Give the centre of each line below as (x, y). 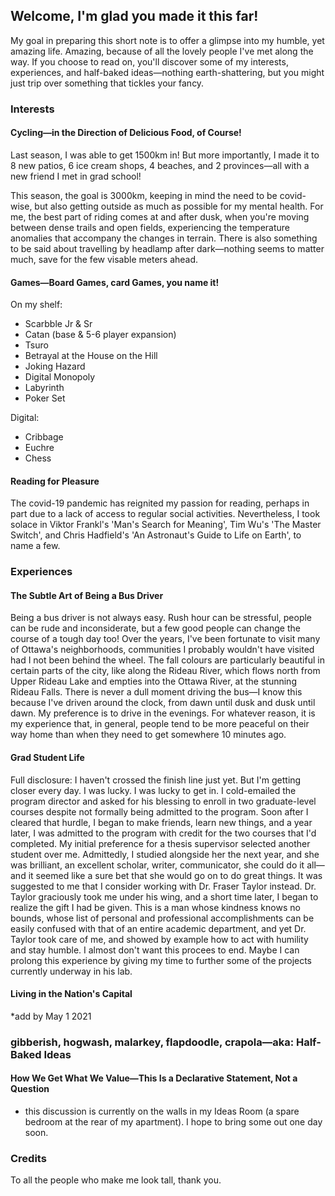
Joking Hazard (55, 366)
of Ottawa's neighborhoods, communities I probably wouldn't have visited (162, 650)
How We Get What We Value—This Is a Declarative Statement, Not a (154, 1078)
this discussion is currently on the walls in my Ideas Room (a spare (162, 1111)
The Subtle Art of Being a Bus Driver (87, 595)
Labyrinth (44, 388)
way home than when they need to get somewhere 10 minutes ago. (148, 735)
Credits (28, 1158)
